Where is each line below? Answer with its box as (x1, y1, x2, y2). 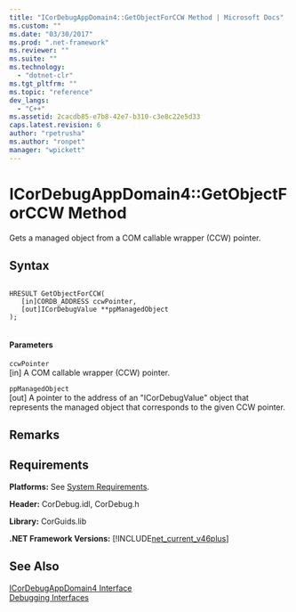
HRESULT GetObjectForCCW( (9, 290, 105, 298)
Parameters (9, 339, 53, 350)
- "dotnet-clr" (17, 71, 74, 80)
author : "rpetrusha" (9, 129, 86, 138)
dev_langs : (9, 95, 50, 105)
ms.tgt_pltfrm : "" (9, 79, 77, 88)
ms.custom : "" (9, 21, 62, 30)
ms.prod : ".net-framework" (9, 37, 109, 47)
